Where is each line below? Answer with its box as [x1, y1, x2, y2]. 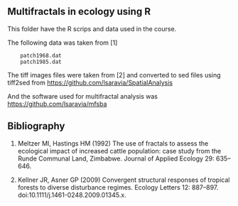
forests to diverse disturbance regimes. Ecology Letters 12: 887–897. [17, 183, 219, 191]
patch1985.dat [20, 58, 62, 65]
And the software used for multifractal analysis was [7, 92, 158, 100]
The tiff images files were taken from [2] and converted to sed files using [7, 70, 222, 79]
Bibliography [7, 120, 65, 132]
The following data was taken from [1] [7, 38, 118, 47]
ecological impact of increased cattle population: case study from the [17, 146, 222, 155]
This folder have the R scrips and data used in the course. [7, 24, 177, 33]
